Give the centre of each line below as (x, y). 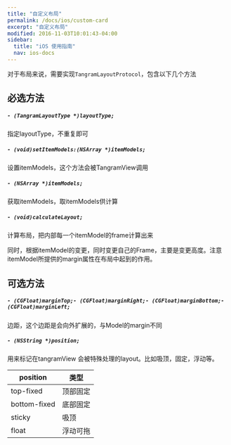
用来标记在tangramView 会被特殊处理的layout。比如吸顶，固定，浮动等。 (113, 359)
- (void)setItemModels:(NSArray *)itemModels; (77, 149)
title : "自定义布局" (34, 14)
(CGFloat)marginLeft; (39, 307)
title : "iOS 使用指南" (45, 46)
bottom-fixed (33, 404)
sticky (21, 418)
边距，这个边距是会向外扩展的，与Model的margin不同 (85, 325)
